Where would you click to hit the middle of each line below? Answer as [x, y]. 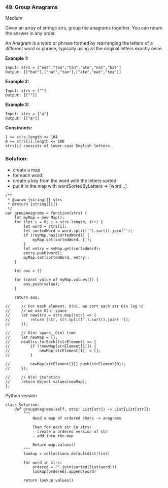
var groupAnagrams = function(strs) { [46, 213]
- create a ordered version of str [70, 431]
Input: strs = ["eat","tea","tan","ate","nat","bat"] [63, 68]
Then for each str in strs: [62, 427]
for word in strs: [43, 463]
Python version [21, 395]
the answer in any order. [30, 33]
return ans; [27, 297]
